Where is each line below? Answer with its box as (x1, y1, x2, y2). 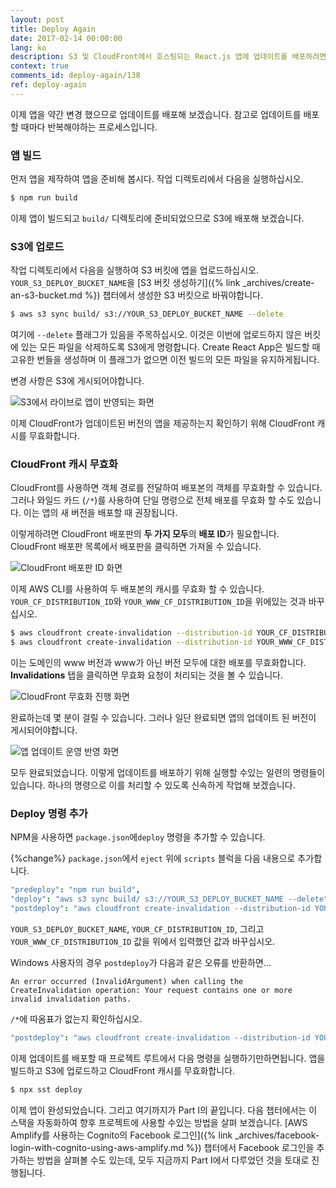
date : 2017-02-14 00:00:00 (10, 33, 123, 43)
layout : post (10, 14, 65, 25)
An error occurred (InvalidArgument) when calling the (10, 977, 244, 987)
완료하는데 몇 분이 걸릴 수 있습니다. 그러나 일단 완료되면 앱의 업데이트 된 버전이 (10, 712, 317, 724)
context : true (10, 61, 70, 71)
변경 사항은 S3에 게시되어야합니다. (10, 375, 145, 387)
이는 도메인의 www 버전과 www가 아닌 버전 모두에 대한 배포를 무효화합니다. (10, 657, 307, 669)
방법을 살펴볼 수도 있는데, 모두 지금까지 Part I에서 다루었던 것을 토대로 (36, 1154, 310, 1166)
